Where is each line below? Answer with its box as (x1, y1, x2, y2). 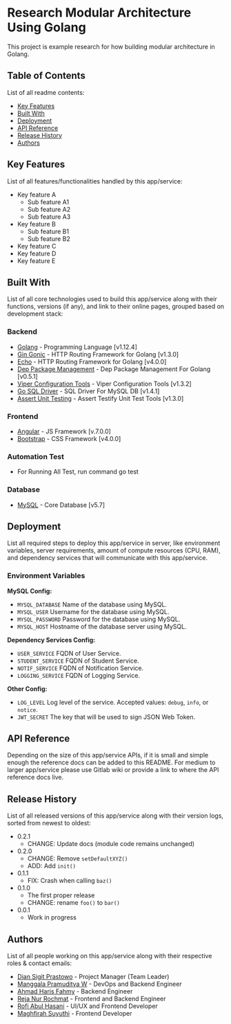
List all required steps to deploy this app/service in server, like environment (7, 539, 221, 548)
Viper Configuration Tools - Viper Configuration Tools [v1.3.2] (17, 379, 192, 388)
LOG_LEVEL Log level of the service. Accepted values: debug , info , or (17, 698, 209, 706)
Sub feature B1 (27, 227, 70, 235)
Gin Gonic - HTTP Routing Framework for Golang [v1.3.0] (17, 350, 179, 358)
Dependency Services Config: (7, 636, 95, 644)
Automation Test (7, 451, 64, 461)
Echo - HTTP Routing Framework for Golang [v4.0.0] (17, 357, 167, 366)
